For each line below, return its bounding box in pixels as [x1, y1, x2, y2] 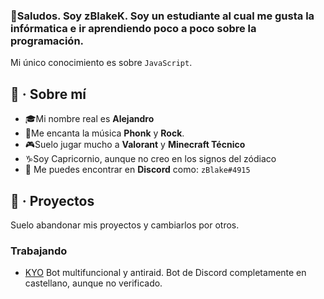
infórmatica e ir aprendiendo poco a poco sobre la [10, 21, 257, 35]
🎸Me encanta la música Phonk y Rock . [24, 127, 185, 139]
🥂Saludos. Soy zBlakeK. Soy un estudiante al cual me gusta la [10, 9, 315, 23]
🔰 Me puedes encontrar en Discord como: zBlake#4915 [24, 164, 251, 176]
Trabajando [10, 244, 68, 258]
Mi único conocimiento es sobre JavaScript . [10, 57, 193, 69]
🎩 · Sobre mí [10, 85, 87, 103]
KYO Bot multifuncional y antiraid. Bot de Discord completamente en [24, 267, 307, 279]
